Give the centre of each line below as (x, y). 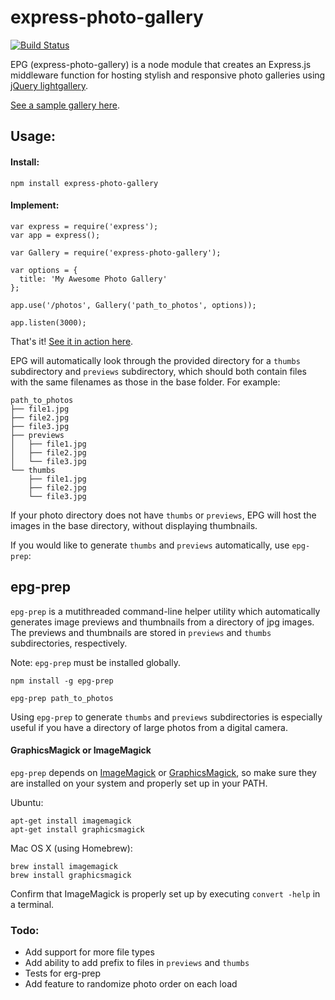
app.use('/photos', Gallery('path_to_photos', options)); (133, 305)
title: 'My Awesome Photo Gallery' (93, 279)
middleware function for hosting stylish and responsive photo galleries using (168, 75)
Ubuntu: (27, 802)
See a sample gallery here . (65, 105)
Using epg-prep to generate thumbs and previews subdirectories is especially (166, 717)
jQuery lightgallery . (49, 85)
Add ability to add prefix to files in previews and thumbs (137, 963)
